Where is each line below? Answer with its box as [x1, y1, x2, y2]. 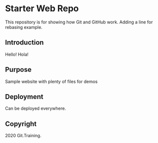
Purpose [5, 65, 32, 74]
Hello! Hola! [5, 51, 28, 57]
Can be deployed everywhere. [5, 105, 66, 111]
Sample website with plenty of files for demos [5, 79, 98, 84]
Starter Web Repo [5, 3, 79, 14]
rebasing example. [5, 24, 43, 30]
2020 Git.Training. [5, 133, 42, 139]
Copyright [5, 120, 37, 128]
